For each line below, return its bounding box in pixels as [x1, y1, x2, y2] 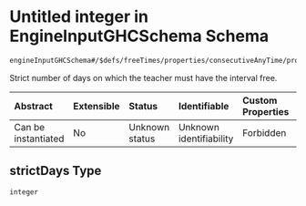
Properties [242, 105, 290, 118]
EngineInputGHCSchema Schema [9, 26, 270, 46]
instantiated [14, 132, 65, 145]
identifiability [178, 132, 234, 145]
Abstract [14, 99, 53, 112]
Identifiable [178, 99, 229, 112]
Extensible [72, 99, 120, 112]
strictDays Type [9, 163, 102, 179]
